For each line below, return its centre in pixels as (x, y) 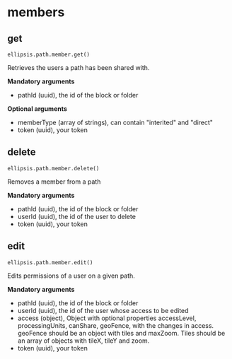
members (36, 12)
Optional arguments (37, 109)
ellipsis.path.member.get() (49, 54)
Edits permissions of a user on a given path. (71, 276)
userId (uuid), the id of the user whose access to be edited (103, 310)
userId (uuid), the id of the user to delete (77, 216)
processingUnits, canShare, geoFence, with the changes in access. (116, 325)
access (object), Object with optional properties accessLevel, (107, 318)
